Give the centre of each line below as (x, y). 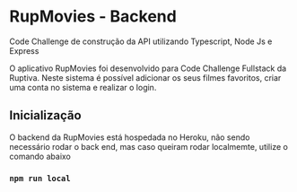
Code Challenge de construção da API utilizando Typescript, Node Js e (141, 41)
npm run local (40, 178)
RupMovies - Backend (93, 17)
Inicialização (46, 115)
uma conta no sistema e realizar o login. (83, 87)
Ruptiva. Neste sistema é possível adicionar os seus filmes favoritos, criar (145, 77)
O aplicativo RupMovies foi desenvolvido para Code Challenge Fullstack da (148, 68)
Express (24, 50)
